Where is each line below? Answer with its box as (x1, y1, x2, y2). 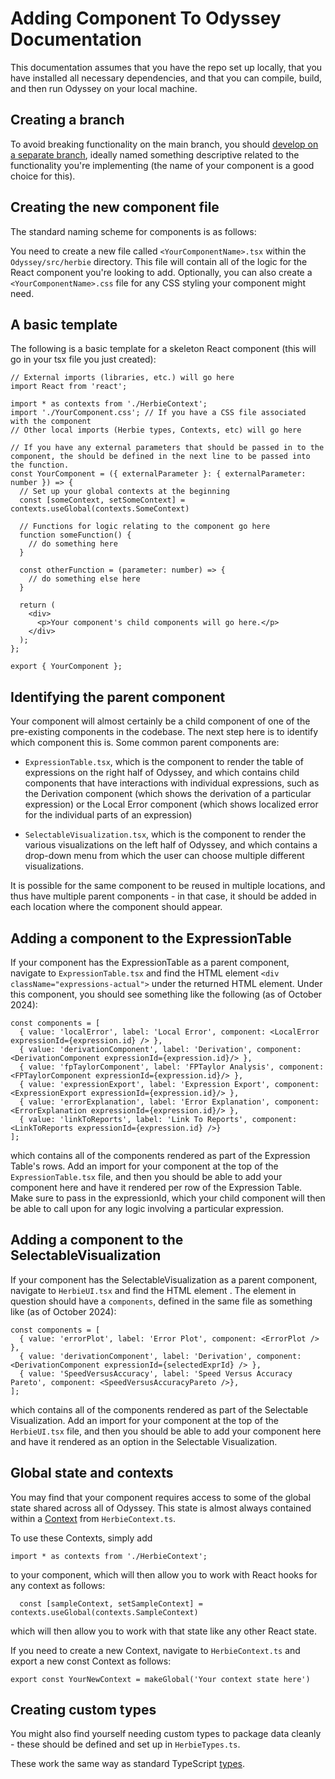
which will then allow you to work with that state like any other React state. (10, 1625, 317, 1637)
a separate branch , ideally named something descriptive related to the (10, 148, 300, 161)
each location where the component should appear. (10, 901, 223, 913)
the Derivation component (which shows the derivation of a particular (24, 788, 312, 800)
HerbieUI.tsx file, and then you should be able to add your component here (10, 1425, 322, 1437)
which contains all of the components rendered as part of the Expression (10, 1150, 311, 1161)
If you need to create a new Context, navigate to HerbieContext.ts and (10, 1644, 301, 1656)
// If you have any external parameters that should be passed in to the (10, 443, 325, 453)
